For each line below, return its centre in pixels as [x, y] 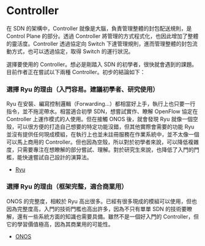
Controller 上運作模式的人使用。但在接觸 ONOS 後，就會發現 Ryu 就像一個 [99, 119]
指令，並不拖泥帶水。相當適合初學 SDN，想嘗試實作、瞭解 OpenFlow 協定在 [102, 111]
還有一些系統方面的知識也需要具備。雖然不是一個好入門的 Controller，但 [108, 216]
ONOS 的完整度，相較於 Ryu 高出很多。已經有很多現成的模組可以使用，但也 [102, 201]
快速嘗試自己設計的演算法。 [57, 157]
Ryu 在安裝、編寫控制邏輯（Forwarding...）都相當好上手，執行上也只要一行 [101, 104]
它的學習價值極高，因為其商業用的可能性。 [60, 224]
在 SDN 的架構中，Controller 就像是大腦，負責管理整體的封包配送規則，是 [99, 28]
